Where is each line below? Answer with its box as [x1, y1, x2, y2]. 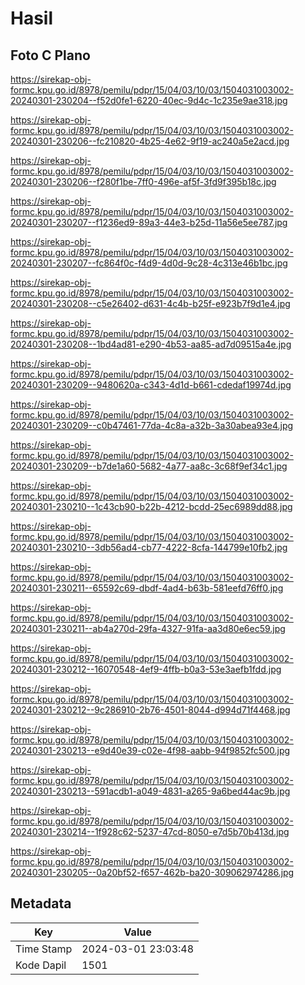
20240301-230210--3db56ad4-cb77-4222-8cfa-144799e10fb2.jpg [10, 542, 288, 553]
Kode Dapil [15, 958, 67, 972]
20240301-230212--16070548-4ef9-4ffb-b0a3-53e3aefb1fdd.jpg [10, 663, 282, 675]
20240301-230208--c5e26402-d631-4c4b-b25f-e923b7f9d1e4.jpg [10, 298, 291, 309]
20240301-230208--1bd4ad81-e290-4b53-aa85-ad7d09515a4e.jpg [10, 338, 292, 350]
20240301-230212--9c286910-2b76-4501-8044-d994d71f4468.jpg [10, 704, 291, 716]
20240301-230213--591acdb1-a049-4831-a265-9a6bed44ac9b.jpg [10, 785, 291, 797]
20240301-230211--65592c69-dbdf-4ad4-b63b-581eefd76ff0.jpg [10, 582, 284, 594]
